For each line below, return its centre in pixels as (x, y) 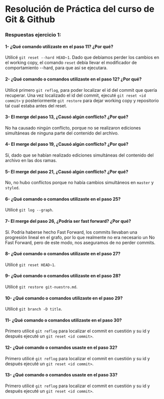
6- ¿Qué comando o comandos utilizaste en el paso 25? (63, 199)
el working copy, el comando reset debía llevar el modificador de (71, 63)
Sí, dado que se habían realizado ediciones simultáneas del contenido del (79, 155)
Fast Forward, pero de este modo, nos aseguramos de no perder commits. (80, 242)
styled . (12, 188)
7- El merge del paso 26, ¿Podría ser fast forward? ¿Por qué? (68, 221)
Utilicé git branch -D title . (34, 309)
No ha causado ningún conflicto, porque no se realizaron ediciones (73, 128)
